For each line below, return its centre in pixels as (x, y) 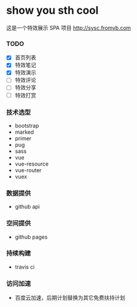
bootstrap (27, 125)
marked (24, 132)
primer (23, 138)
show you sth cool (52, 10)
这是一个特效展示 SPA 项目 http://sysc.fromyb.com (69, 28)
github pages (31, 237)
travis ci (25, 267)
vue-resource (32, 164)
